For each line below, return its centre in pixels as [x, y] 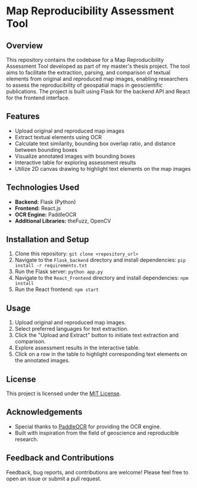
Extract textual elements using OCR [58, 137]
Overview [25, 46]
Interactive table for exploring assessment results [75, 162]
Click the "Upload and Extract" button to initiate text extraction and [97, 335]
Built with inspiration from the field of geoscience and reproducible [97, 433]
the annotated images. [42, 361]
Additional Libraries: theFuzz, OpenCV [63, 221]
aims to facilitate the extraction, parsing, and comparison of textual [88, 72]
